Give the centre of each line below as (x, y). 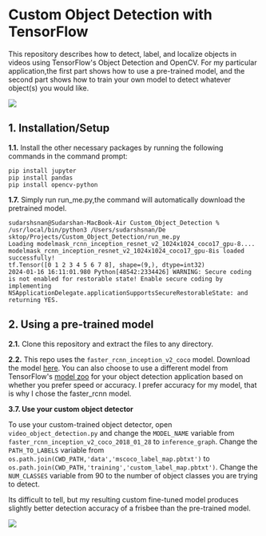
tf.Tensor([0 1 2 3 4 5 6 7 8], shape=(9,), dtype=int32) (107, 265)
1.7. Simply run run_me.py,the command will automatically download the (127, 199)
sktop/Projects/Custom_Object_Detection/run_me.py (94, 237)
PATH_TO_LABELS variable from (56, 449)
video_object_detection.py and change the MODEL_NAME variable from (121, 433)
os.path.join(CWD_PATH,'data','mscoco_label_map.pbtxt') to (109, 458)
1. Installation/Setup (59, 129)
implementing (30, 286)
